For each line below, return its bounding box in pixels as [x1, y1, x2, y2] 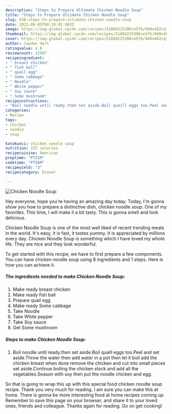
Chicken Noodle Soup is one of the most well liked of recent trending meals [5, 224, 165, 231]
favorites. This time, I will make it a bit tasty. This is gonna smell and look [5, 209, 159, 215]
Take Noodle [12, 308, 40, 314]
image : [5, 27, 19, 32]
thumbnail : [5, 31, 29, 36]
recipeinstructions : [5, 98, 50, 103]
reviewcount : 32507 [5, 50, 47, 55]
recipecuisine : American [5, 150, 58, 156]
